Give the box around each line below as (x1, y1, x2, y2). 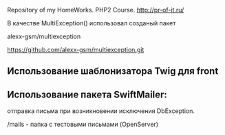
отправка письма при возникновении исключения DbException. (7, 107, 195, 115)
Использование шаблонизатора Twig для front (7, 65, 219, 77)
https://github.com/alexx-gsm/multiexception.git (7, 46, 144, 53)
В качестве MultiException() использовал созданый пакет (7, 19, 176, 27)
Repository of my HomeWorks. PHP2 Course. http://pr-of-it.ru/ (7, 6, 184, 14)
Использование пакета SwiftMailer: (7, 88, 167, 100)
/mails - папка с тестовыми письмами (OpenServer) (7, 120, 159, 129)
